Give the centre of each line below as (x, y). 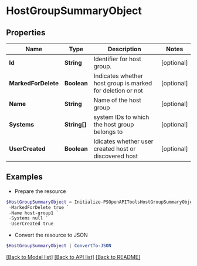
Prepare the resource (40, 191)
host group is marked (123, 83)
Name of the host (118, 100)
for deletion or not (118, 91)
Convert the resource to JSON (51, 235)
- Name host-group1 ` (34, 213)
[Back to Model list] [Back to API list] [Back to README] (73, 257)
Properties (26, 33)
